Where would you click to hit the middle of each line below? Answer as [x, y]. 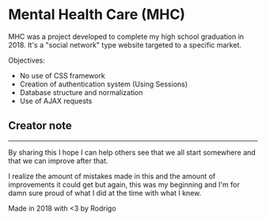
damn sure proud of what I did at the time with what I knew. [105, 192]
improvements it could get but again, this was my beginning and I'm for [124, 185]
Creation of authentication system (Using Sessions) [104, 84]
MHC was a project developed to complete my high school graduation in [126, 36]
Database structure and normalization [81, 92]
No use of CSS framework [62, 75]
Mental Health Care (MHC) [97, 15]
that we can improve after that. [58, 161]
